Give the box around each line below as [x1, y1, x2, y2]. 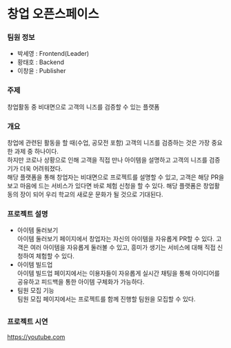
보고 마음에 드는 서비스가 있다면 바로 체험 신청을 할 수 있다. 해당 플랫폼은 [7, 182, 202, 190]
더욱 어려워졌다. [19, 165, 63, 173]
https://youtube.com [7, 333, 66, 341]
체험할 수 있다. [35, 252, 74, 260]
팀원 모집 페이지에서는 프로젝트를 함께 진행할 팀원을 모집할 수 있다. [17, 295, 196, 303]
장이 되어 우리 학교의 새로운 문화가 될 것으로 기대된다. [19, 190, 163, 198]
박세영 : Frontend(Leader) [17, 50, 90, 58]
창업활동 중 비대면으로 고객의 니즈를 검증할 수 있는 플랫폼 [7, 103, 160, 111]
